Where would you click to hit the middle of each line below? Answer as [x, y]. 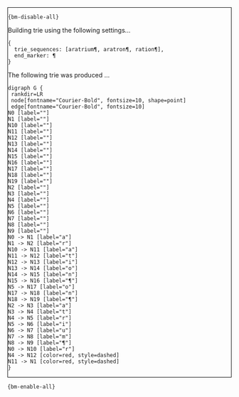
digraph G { [26, 88]
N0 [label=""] [29, 113]
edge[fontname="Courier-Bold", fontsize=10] [78, 107]
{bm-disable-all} [33, 17]
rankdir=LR [27, 94]
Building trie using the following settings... [69, 30]
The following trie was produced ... [59, 75]
